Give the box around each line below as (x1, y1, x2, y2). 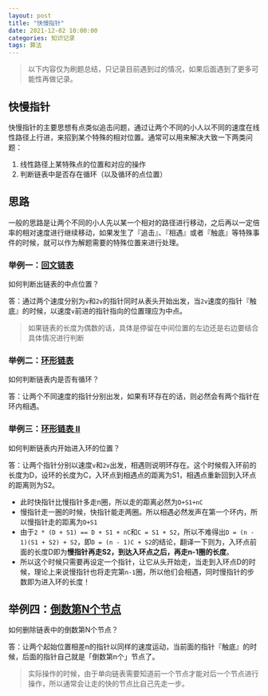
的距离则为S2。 (8, 480, 60, 489)
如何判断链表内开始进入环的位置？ (8, 443, 120, 453)
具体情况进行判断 (27, 333, 85, 343)
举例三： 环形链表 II (8, 424, 81, 435)
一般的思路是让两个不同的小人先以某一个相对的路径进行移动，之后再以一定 (8, 217, 253, 227)
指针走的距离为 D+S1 (33, 516, 98, 527)
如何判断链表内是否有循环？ (8, 374, 100, 384)
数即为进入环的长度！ (19, 576, 90, 587)
